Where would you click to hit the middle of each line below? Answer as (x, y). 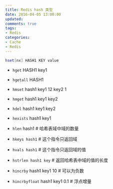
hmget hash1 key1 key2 (35, 99)
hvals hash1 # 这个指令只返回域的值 (49, 149)
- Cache (13, 42)
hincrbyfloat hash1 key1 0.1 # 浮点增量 (52, 181)
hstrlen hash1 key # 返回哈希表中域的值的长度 (60, 160)
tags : (11, 28)
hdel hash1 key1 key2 (34, 108)
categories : (17, 38)
